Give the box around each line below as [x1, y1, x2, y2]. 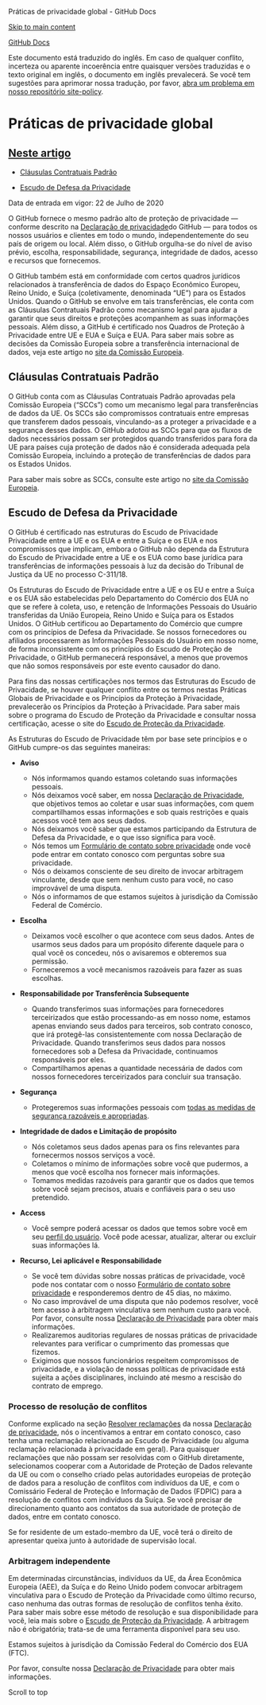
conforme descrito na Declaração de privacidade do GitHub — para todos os [8, 222, 258, 232]
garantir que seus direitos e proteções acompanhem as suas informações [8, 313, 249, 323]
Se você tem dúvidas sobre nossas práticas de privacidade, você [31, 1271, 245, 1280]
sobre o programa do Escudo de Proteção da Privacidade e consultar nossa [8, 710, 256, 719]
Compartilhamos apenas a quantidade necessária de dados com [31, 1063, 243, 1072]
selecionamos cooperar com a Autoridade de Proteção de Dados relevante [8, 1461, 253, 1470]
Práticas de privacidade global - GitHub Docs [8, 7, 156, 16]
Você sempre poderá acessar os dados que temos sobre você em [31, 1223, 248, 1232]
